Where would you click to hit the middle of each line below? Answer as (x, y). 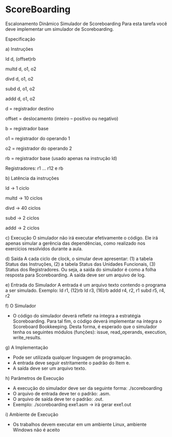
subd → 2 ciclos (22, 218)
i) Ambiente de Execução (32, 414)
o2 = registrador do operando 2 (39, 148)
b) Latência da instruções (32, 178)
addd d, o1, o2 (20, 98)
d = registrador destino (30, 108)
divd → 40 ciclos (23, 208)
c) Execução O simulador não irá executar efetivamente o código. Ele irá (82, 237)
